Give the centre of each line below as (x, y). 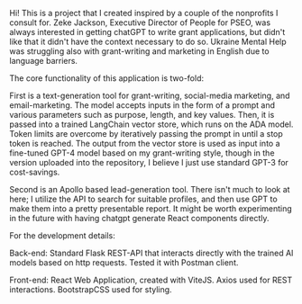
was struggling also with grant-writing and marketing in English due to (139, 51)
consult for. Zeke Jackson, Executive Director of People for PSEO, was (140, 22)
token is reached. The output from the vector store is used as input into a (145, 143)
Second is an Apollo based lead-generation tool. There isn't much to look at (150, 189)
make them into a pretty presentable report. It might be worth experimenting (151, 209)
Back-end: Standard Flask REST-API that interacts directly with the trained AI (151, 253)
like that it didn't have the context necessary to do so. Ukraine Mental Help (148, 41)
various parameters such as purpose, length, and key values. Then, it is (142, 115)
